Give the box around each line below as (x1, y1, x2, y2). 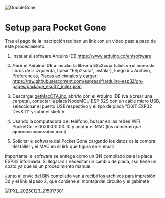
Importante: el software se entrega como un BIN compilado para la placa (5, 153, 153, 159)
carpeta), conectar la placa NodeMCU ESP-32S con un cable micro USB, (12, 98, 160, 104)
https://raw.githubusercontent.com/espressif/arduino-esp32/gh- (12, 78, 144, 84)
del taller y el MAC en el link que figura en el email (12, 143, 114, 149)
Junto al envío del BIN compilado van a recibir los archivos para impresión (5, 173, 156, 179)
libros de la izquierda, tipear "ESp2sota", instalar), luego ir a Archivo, (12, 67, 151, 73)
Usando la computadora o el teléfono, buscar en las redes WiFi (12, 118, 140, 124)
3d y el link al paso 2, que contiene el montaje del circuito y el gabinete (5, 178, 149, 184)
